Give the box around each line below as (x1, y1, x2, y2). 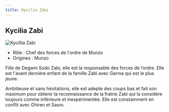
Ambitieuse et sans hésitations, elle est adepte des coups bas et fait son (5, 86, 157, 92)
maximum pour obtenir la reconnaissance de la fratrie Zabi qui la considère (5, 91, 163, 97)
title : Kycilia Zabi (5, 7, 49, 13)
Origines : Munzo (12, 55, 49, 61)
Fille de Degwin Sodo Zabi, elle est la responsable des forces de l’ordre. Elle (5, 65, 164, 71)
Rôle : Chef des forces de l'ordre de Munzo (12, 49, 103, 56)
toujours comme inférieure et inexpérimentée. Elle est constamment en (5, 96, 154, 102)
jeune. (5, 76, 19, 82)
